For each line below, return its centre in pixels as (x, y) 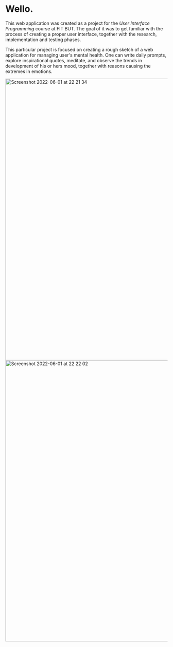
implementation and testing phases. (43, 40)
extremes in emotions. (29, 71)
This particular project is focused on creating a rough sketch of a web (79, 49)
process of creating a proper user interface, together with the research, (81, 34)
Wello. (19, 9)
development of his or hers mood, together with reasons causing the (78, 66)
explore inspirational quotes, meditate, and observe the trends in (74, 60)
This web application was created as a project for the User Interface (78, 23)
